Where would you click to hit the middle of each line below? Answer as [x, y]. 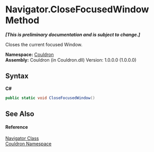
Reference [17, 127]
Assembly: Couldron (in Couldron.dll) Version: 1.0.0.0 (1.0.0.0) [71, 60]
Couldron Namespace [28, 144]
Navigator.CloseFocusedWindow [77, 9]
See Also [20, 114]
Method [22, 20]
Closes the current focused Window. [44, 44]
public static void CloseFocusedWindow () [50, 98]
